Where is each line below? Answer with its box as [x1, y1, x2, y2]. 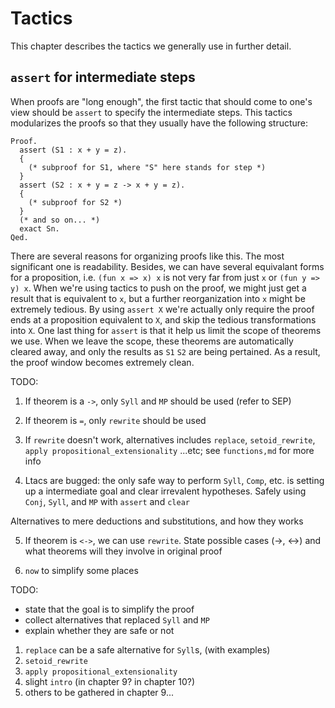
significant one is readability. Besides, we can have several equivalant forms [10, 260, 325, 272]
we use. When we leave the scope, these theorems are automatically [10, 335, 294, 347]
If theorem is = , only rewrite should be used [24, 414, 207, 426]
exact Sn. [19, 223, 60, 234]
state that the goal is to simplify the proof [24, 603, 195, 615]
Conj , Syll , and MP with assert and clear [24, 495, 190, 507]
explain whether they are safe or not [24, 624, 175, 636]
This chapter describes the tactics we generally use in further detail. [10, 40, 292, 52]
